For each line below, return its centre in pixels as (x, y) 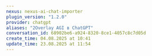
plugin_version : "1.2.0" (37, 17)
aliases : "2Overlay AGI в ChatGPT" (50, 28)
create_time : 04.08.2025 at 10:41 (49, 38)
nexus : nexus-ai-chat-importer (44, 11)
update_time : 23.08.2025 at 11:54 (49, 44)
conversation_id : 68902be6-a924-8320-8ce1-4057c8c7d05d (76, 33)
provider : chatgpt (29, 22)
